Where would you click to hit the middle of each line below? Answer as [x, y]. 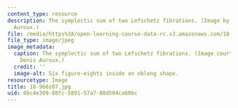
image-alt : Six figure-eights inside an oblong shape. [96, 73]
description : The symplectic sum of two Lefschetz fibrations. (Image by [119, 21]
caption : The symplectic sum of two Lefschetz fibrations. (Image [114, 54]
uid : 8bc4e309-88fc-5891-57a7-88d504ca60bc [73, 93]
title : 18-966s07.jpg [39, 87]
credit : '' [30, 67]
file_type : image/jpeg [41, 40]
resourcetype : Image [38, 80]
